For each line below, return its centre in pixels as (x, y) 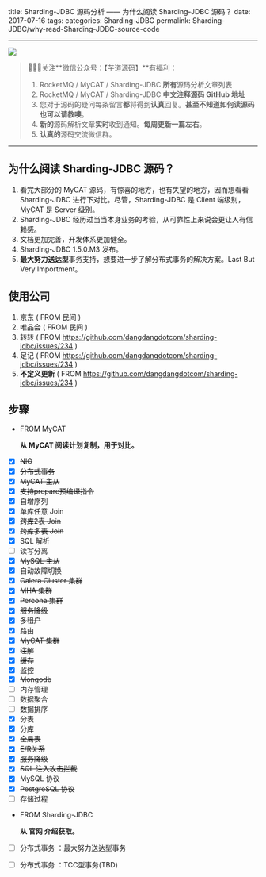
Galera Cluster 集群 (51, 581)
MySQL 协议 (40, 779)
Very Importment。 (51, 269)
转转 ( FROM (40, 337)
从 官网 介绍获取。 (49, 831)
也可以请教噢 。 (64, 114)
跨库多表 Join (42, 531)
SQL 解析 (34, 540)
